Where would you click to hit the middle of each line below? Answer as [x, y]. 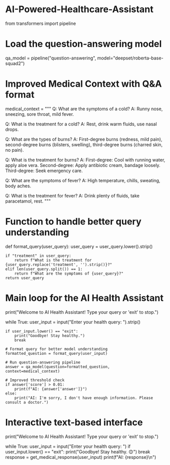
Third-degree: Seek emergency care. [44, 171]
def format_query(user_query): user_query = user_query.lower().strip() [79, 246]
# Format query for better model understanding [57, 349]
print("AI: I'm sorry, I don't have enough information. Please [84, 398]
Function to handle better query [73, 221]
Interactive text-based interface [74, 422]
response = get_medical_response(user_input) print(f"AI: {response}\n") [81, 457]
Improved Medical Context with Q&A [84, 84]
